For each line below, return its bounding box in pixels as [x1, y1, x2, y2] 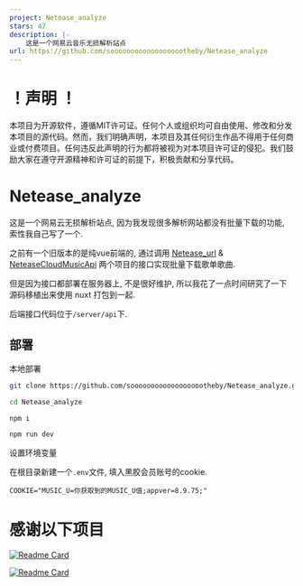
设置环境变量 [9, 448, 57, 459]
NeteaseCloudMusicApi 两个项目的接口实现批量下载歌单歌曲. [9, 259, 236, 269]
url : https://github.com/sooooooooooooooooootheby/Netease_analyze [9, 47, 269, 56]
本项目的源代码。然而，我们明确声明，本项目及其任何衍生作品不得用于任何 [9, 132, 286, 143]
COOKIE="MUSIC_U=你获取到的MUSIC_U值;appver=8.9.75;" [9, 487, 207, 496]
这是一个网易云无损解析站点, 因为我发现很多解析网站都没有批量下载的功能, [9, 218, 286, 228]
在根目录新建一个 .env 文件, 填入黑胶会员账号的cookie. [9, 467, 207, 478]
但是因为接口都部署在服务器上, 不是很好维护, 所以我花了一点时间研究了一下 [9, 278, 287, 289]
